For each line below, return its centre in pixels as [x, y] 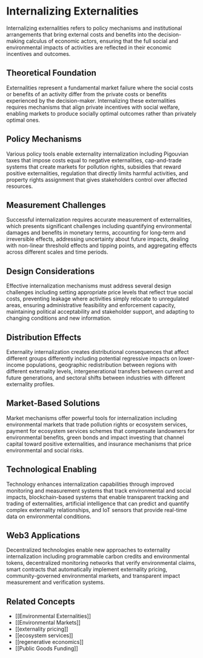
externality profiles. [30, 384]
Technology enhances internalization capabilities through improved [90, 484]
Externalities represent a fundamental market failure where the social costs [100, 88]
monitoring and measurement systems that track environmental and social [99, 490]
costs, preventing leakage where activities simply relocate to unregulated [98, 299]
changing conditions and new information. [59, 318]
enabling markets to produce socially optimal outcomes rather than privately [101, 113]
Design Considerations [51, 271]
